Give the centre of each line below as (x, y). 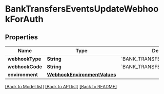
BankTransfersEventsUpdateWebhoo (82, 9)
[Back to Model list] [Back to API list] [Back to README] (61, 86)
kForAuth (24, 19)
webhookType (24, 59)
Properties (21, 37)
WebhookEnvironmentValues (82, 75)
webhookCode (25, 67)
